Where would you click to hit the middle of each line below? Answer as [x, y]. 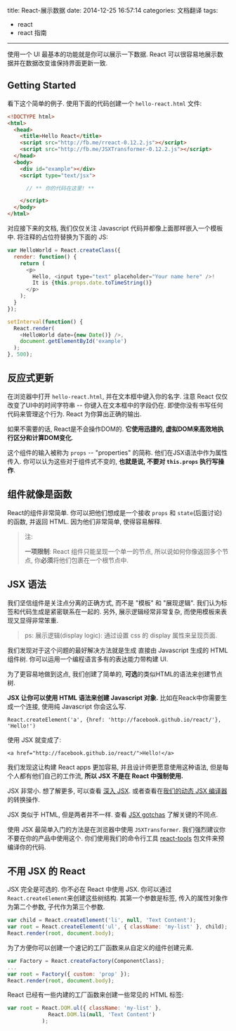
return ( [33, 263]
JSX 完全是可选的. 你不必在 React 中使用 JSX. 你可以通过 [90, 889]
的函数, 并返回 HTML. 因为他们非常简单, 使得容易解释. [85, 521]
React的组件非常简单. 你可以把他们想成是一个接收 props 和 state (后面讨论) [115, 512]
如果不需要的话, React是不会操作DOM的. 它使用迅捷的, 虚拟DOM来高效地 [112, 429]
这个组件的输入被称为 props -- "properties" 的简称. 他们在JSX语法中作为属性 [118, 453]
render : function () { [45, 257]
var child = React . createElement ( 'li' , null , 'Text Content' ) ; [102, 920]
